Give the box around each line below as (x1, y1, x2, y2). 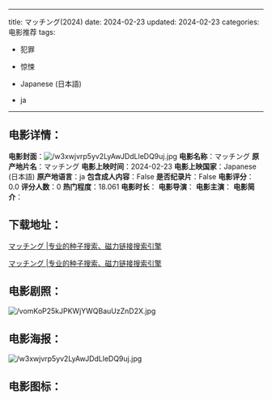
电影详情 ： (8, 128, 62, 142)
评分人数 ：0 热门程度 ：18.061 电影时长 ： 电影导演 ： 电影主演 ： (20, 182, 232, 191)
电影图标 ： (8, 379, 62, 394)
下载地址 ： (8, 218, 62, 232)
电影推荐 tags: (8, 28, 56, 37)
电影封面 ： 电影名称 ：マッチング (8, 151, 251, 161)
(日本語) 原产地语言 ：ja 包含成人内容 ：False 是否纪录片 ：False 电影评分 (8, 171, 247, 181)
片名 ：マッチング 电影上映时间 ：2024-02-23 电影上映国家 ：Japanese (22, 161, 257, 171)
